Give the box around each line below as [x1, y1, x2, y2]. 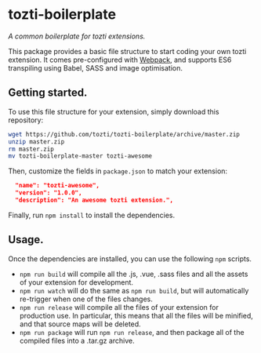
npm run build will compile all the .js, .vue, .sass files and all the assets [19, 269, 248, 278]
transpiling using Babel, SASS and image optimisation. [8, 63, 183, 72]
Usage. [8, 233, 45, 246]
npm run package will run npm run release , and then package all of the [19, 327, 245, 337]
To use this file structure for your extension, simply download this [8, 107, 219, 116]
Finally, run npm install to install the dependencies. [8, 210, 176, 220]
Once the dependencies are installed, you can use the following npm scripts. [8, 253, 252, 264]
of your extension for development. [19, 277, 134, 287]
